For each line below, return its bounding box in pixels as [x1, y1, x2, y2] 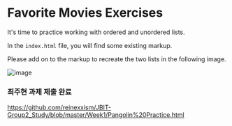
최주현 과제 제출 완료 [7, 87, 72, 97]
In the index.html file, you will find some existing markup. [7, 41, 173, 49]
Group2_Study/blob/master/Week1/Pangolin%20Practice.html [7, 111, 184, 119]
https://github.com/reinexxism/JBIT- [7, 103, 112, 112]
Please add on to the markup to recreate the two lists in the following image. [7, 54, 226, 63]
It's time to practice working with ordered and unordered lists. [7, 28, 185, 36]
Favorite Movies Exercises [7, 5, 163, 21]
